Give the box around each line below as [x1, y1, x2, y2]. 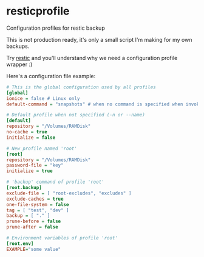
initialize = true [6, 168, 53, 174]
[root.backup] [6, 185, 42, 191]
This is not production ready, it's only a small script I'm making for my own [6, 36, 192, 43]
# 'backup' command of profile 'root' [6, 179, 104, 185]
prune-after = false [6, 224, 59, 230]
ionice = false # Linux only [6, 95, 80, 101]
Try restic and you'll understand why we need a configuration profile [6, 54, 178, 61]
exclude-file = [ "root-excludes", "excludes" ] [6, 190, 132, 196]
